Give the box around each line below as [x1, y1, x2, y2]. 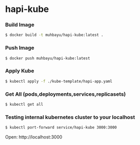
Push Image [5, 44, 35, 51]
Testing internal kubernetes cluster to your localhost [5, 114, 136, 121]
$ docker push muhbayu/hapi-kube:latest [5, 56, 91, 61]
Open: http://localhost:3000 [5, 134, 62, 140]
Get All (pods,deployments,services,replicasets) [5, 91, 126, 98]
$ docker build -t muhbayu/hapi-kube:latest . [5, 32, 104, 38]
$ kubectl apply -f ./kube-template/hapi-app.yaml [5, 79, 113, 84]
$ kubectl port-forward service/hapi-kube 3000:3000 [5, 125, 117, 130]
